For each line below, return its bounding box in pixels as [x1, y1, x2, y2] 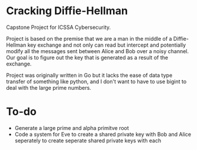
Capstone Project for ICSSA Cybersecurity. [6, 24, 111, 31]
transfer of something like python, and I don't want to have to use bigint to [6, 78, 187, 85]
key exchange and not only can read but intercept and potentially [27, 41, 186, 48]
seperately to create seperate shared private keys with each [14, 137, 162, 144]
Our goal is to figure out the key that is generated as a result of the [6, 54, 169, 61]
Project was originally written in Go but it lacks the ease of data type [6, 71, 173, 79]
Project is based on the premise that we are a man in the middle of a [6, 35, 173, 42]
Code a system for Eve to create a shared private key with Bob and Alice [14, 131, 191, 138]
